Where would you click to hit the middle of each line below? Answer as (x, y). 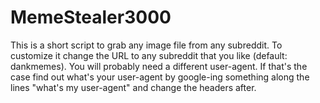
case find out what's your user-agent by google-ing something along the (160, 77)
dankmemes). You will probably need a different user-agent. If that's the (159, 66)
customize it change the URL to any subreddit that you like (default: (149, 55)
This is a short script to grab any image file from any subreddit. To (146, 45)
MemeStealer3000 (91, 17)
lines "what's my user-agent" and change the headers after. (133, 87)
